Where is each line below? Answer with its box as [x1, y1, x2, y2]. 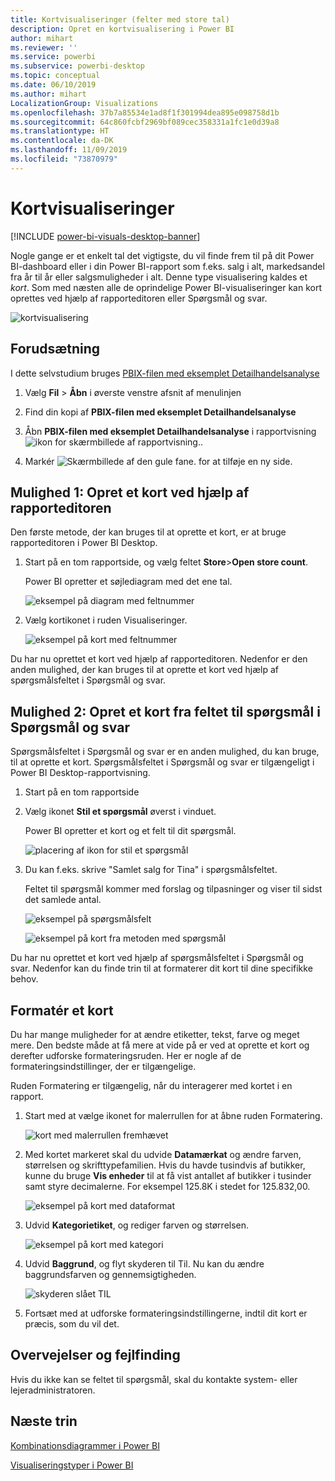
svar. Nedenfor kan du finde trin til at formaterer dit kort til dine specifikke [10, 962, 313, 975]
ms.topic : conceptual [10, 71, 101, 81]
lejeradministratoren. [10, 1384, 96, 1396]
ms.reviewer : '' [10, 42, 78, 53]
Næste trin [10, 1413, 78, 1430]
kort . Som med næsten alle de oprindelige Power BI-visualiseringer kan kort [10, 281, 323, 293]
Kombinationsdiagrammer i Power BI [10, 1439, 160, 1451]
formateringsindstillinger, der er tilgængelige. [10, 1060, 197, 1072]
